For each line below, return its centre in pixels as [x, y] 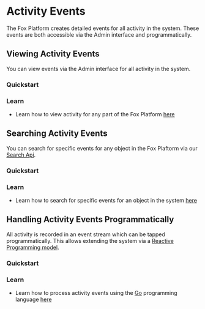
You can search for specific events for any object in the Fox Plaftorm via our [102, 148]
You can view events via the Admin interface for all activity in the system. [99, 69]
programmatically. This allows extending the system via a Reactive [90, 240]
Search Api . [21, 155]
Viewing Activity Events [53, 54]
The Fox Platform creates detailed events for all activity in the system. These [103, 28]
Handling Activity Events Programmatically [90, 219]
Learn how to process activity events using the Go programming [96, 293]
